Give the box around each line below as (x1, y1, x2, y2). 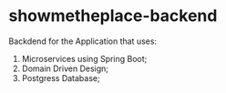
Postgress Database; (21, 72, 101, 83)
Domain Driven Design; (21, 63, 109, 74)
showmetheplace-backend (8, 5, 218, 26)
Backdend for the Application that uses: (8, 36, 157, 46)
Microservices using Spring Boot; (21, 53, 148, 64)
